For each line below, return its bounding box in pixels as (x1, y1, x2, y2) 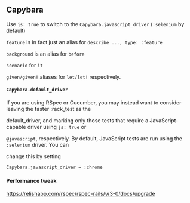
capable (6, 124, 26, 131)
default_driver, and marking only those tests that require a (6, 117, 149, 124)
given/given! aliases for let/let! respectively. (6, 73, 121, 80)
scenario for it (6, 61, 43, 69)
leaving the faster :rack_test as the (6, 106, 91, 113)
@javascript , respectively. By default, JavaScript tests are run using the (6, 135, 182, 142)
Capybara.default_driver (6, 87, 68, 93)
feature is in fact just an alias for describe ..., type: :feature (6, 38, 163, 45)
